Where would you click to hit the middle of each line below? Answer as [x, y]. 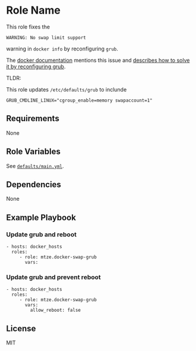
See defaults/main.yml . [35, 166]
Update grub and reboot [42, 234]
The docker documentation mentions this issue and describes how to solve [98, 60]
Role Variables [33, 152]
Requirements [33, 118]
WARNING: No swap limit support [46, 37]
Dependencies [34, 184]
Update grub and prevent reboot [53, 277]
